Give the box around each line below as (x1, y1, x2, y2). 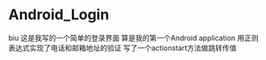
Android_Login (8, 6, 110, 24)
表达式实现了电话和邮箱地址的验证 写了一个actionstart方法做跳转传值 (8, 42, 237, 53)
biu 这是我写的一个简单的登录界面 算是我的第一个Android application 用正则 (8, 33, 260, 42)
